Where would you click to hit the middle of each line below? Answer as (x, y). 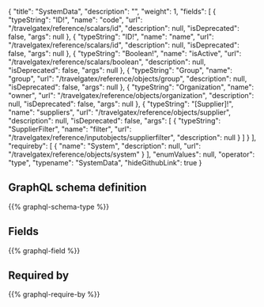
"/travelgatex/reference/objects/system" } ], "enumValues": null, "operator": (132, 154)
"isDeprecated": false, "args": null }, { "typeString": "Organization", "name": (131, 87)
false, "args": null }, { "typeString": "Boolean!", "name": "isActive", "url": (125, 53)
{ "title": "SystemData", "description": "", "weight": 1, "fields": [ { (112, 11)
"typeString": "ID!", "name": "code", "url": (75, 20)
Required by (39, 276)
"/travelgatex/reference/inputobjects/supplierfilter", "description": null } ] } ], (132, 137)
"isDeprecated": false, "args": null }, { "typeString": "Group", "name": (121, 70)
